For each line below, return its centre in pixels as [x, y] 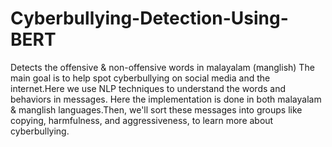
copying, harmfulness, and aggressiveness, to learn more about [142, 120]
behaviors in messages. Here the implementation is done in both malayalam [166, 99]
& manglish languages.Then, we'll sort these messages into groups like [156, 109]
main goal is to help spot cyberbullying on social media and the [140, 78]
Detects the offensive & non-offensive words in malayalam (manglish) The [162, 67]
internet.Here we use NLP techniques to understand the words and [148, 88]
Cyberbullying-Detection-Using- [149, 18]
